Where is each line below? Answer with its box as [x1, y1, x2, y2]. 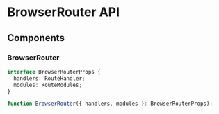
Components [7, 32, 65, 44]
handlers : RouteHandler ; [13, 74, 86, 82]
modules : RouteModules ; [13, 81, 82, 88]
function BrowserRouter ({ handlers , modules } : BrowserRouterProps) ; [7, 100, 213, 108]
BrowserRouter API [7, 4, 120, 20]
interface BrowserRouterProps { [7, 68, 101, 75]
